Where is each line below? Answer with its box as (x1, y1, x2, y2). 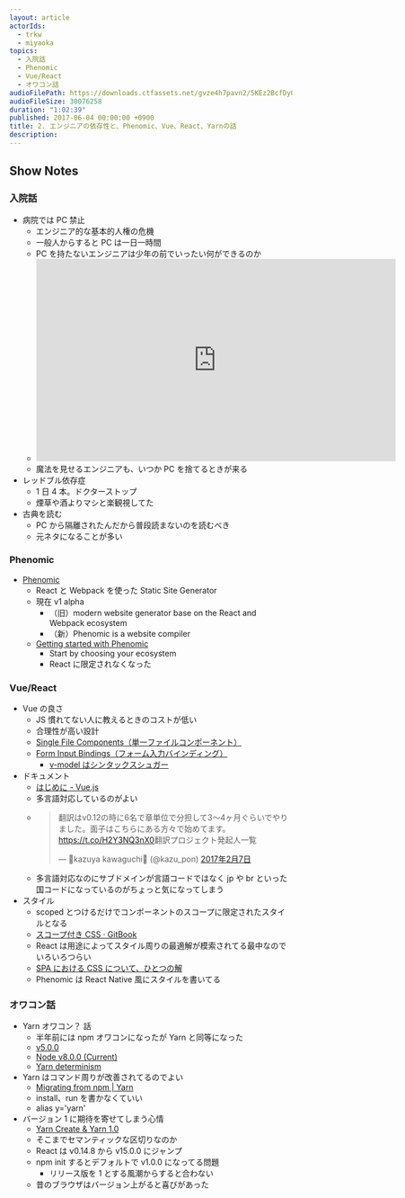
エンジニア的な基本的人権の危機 (35, 226, 154, 237)
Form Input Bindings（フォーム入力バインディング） (35, 748, 228, 759)
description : (9, 130, 58, 139)
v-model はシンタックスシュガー (48, 759, 169, 770)
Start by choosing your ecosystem (48, 648, 177, 658)
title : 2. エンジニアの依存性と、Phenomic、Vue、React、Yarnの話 (9, 122, 237, 131)
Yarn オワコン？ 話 (22, 1021, 92, 1032)
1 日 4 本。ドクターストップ (35, 486, 137, 496)
